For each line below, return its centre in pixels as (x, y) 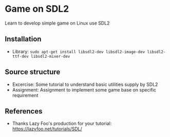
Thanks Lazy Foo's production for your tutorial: (62, 124)
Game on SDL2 (37, 9)
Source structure (33, 72)
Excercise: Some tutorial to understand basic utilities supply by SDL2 (85, 84)
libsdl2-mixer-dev (51, 56)
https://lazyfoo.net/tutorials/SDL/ (47, 129)
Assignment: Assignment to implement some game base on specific (84, 89)
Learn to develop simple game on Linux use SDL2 (57, 23)
